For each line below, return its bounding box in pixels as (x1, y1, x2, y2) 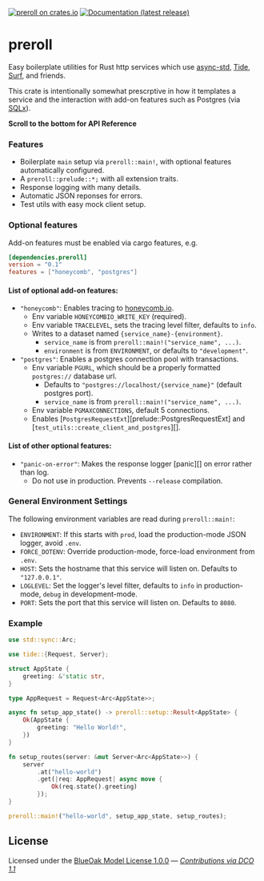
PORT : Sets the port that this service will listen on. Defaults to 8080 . (19, 597, 237, 607)
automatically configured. (19, 165, 105, 176)
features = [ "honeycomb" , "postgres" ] (8, 269, 138, 277)
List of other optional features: (8, 441, 112, 451)
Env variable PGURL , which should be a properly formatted (31, 363, 222, 373)
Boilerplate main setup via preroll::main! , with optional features (19, 157, 232, 167)
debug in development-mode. (42, 589, 138, 599)
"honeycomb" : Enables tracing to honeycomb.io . (19, 303, 174, 313)
